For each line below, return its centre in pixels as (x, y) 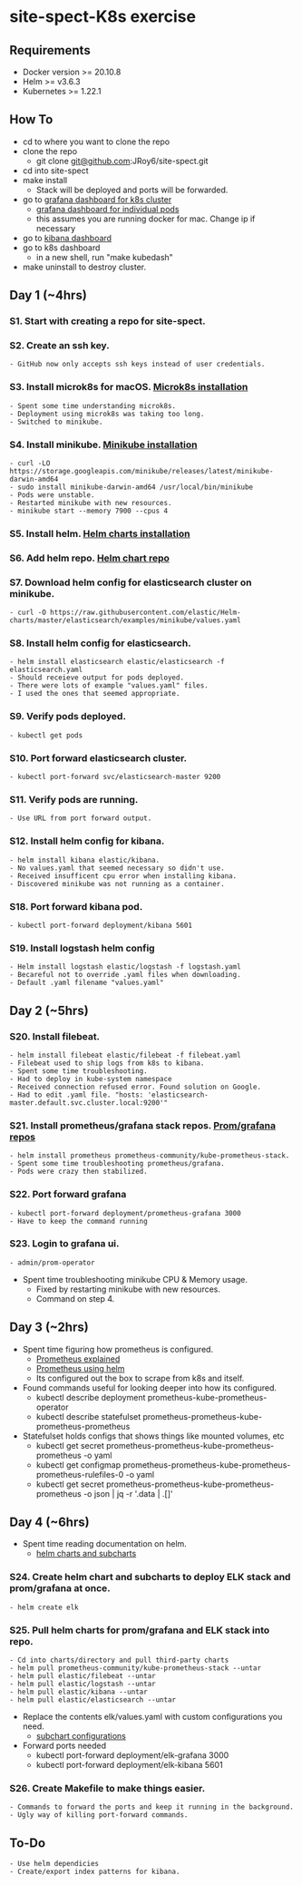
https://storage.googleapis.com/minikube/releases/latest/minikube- (141, 472)
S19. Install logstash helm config (83, 948)
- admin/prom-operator (52, 1263)
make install (45, 180)
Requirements (50, 50)
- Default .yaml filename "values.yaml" (87, 983)
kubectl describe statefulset (88, 1416)
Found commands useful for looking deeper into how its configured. (150, 1387)
